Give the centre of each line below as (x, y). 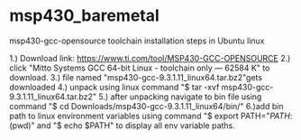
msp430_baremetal (84, 16)
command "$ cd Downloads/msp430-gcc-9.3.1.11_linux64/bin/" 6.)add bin (146, 106)
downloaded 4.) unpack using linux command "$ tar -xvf (114, 87)
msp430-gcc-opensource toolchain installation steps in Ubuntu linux (137, 41)
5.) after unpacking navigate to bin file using (180, 97)
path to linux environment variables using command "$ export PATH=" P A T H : (151, 116)
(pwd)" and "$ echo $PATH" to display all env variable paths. (123, 125)
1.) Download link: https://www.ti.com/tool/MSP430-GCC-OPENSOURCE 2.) (150, 58)
